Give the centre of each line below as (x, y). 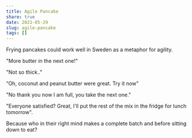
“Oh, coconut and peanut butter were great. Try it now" (72, 84)
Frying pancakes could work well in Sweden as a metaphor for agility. (90, 49)
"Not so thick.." (24, 72)
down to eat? (22, 130)
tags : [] (17, 33)
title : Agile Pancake (32, 11)
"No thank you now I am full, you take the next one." (69, 95)
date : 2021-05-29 (27, 22)
